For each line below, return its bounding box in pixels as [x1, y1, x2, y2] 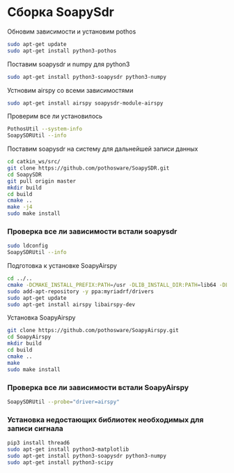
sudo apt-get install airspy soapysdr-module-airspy [7, 99, 164, 107]
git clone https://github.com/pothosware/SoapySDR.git [7, 165, 170, 172]
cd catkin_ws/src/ [7, 158, 61, 165]
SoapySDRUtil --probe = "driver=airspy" [7, 398, 120, 405]
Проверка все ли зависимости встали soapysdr [7, 226, 178, 236]
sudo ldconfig [7, 242, 49, 250]
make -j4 [7, 204, 33, 211]
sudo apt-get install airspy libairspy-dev [7, 301, 136, 308]
